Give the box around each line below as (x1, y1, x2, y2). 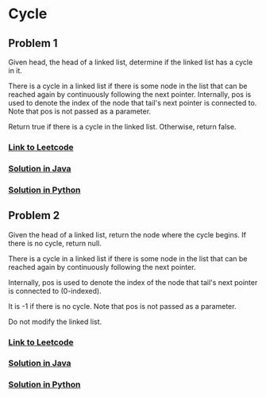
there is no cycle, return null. (8, 238, 102, 248)
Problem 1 (8, 37, 58, 50)
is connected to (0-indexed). (8, 286, 102, 295)
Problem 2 (8, 209, 60, 222)
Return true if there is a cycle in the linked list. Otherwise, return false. (8, 122, 237, 131)
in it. (8, 66, 22, 75)
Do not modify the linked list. (8, 317, 102, 326)
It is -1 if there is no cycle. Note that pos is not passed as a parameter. (8, 301, 237, 310)
